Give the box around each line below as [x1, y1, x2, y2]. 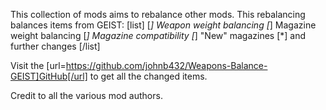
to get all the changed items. [89, 70, 208, 82]
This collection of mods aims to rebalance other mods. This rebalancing [10, 9, 306, 20]
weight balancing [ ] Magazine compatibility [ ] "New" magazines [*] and [10, 30, 307, 41]
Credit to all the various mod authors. [10, 90, 163, 101]
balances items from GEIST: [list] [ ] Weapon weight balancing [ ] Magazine [10, 19, 317, 31]
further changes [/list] [10, 40, 101, 52]
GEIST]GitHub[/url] [10, 70, 88, 82]
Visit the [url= [10, 60, 67, 71]
